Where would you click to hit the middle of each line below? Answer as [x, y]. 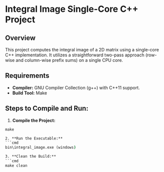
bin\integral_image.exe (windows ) [41, 148]
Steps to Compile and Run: [47, 108]
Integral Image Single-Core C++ [72, 9]
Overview [20, 38]
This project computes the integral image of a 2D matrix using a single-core [82, 50]
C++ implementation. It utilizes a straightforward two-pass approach [75, 55]
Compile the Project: [34, 120]
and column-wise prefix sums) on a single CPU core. [69, 60]
